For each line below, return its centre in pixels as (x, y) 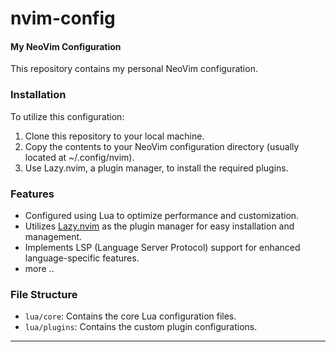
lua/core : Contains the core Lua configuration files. (130, 316)
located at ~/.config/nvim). (79, 157)
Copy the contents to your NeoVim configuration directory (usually (162, 146)
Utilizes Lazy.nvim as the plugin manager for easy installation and (159, 226)
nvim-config (63, 18)
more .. (39, 268)
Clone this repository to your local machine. (114, 136)
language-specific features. (82, 258)
